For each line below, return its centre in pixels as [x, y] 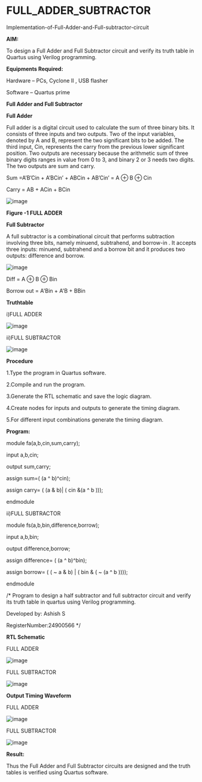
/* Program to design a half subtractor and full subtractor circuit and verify [99, 595]
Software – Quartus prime [38, 92]
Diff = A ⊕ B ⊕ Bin [32, 279]
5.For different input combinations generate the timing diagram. [85, 419]
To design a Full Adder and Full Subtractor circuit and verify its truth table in [100, 51]
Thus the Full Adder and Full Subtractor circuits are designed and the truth [99, 766]
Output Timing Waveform [39, 696]
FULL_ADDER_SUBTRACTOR [79, 11]
